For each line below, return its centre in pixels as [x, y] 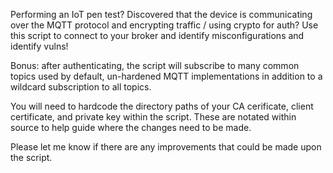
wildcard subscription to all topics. [81, 87]
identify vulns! [39, 46]
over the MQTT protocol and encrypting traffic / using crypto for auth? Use [164, 25]
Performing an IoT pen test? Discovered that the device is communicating [161, 14]
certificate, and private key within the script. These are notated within [153, 117]
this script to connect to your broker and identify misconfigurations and [157, 35]
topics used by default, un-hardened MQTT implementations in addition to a [166, 76]
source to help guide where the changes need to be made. [131, 127]
